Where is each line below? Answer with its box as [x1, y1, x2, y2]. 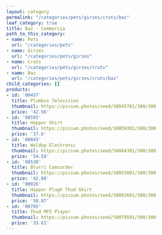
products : [6, 87, 31, 93]
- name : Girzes [6, 48, 44, 54]
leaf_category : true [6, 20, 58, 26]
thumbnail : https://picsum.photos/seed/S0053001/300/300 [11, 170, 157, 176]
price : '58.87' [11, 198, 50, 204]
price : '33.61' [11, 220, 50, 226]
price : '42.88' [11, 176, 50, 182]
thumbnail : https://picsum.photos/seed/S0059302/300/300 [11, 126, 157, 132]
